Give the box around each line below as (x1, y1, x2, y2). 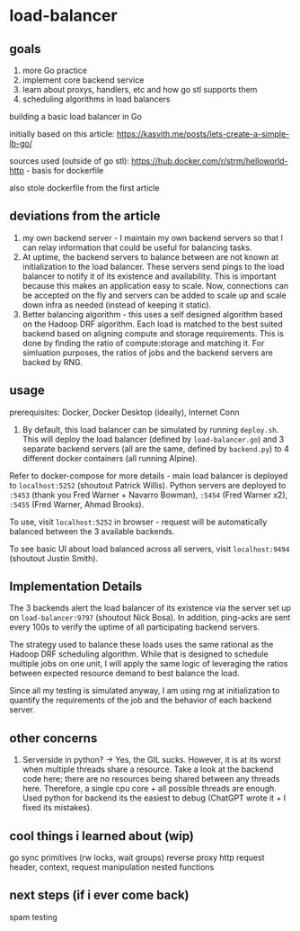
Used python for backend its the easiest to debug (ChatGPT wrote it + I (22, 792, 287, 803)
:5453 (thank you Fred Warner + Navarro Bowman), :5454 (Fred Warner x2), (9, 489, 288, 500)
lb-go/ (9, 139, 33, 148)
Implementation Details (9, 579, 143, 595)
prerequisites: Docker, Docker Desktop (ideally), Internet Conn (9, 407, 240, 417)
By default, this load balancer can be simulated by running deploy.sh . (22, 424, 279, 434)
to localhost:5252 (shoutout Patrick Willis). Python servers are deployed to (9, 479, 287, 490)
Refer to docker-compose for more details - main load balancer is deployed (9, 470, 288, 481)
